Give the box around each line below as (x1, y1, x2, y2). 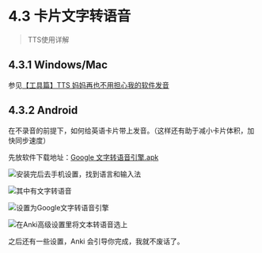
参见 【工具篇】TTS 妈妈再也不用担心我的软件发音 (8, 80, 169, 89)
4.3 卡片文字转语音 (8, 7, 131, 25)
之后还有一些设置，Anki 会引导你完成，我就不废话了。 (8, 236, 184, 246)
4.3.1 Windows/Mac (8, 59, 108, 72)
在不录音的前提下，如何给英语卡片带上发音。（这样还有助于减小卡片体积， (8, 126, 248, 135)
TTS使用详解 (27, 35, 70, 44)
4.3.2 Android (8, 104, 78, 117)
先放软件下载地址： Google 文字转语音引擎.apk (8, 152, 159, 162)
